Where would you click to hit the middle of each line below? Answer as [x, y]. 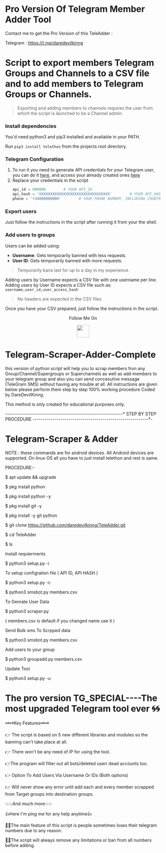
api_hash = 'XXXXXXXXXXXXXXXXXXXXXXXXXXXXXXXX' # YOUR [78, 194]
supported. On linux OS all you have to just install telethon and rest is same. [82, 458]
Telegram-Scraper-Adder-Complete [81, 355]
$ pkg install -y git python [31, 515]
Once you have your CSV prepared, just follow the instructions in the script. [82, 308]
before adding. [20, 845]
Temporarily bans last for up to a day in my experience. [73, 270]
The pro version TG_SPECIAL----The [81, 698]
